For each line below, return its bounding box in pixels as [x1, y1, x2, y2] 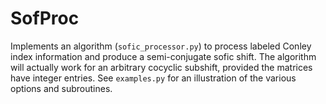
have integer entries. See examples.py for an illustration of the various [10, 72, 297, 84]
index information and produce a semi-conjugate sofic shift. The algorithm [10, 50, 317, 62]
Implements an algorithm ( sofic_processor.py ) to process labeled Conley [10, 40, 312, 52]
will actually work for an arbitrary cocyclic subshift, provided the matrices [10, 61, 313, 73]
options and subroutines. [10, 82, 113, 94]
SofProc [10, 7, 80, 30]
